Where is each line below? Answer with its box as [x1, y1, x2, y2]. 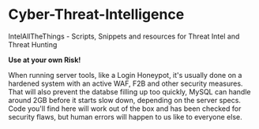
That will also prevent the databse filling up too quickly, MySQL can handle [8, 87, 251, 96]
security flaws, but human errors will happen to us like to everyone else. [8, 112, 242, 121]
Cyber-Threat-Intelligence [8, 6, 185, 24]
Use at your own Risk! [8, 55, 81, 64]
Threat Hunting [8, 39, 58, 49]
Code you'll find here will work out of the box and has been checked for [8, 104, 242, 113]
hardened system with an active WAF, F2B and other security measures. [8, 79, 243, 88]
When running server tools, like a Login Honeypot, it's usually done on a [8, 70, 242, 79]
